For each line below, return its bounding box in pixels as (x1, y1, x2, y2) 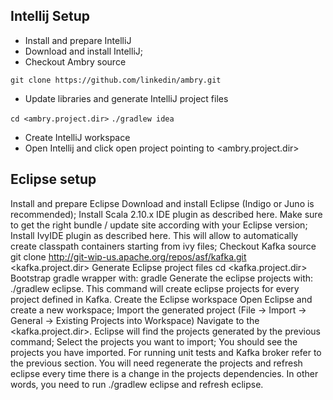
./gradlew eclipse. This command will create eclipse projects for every (10, 282, 300, 294)
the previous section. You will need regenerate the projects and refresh (10, 357, 303, 369)
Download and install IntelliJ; (24, 45, 144, 57)
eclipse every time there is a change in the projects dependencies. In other (10, 367, 319, 379)
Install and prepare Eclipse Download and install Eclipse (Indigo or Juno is (10, 197, 315, 209)
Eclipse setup (10, 171, 97, 188)
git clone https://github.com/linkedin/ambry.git (10, 75, 222, 85)
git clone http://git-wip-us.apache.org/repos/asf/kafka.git (10, 250, 247, 263)
